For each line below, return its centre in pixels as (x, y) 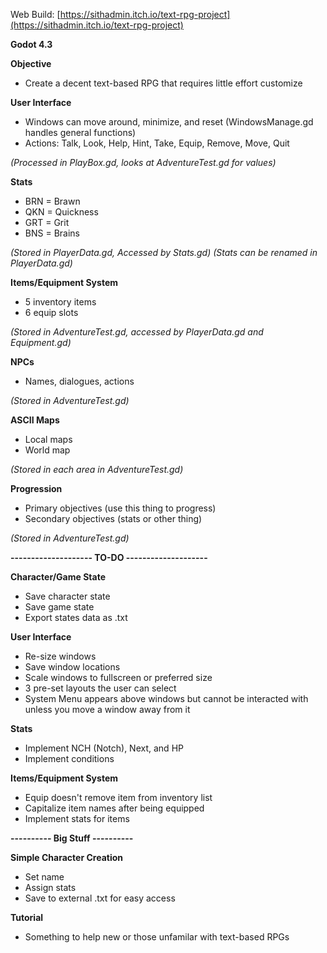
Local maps (48, 439)
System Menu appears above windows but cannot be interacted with (166, 698)
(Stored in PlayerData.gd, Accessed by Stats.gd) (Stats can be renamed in (164, 252)
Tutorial (27, 917)
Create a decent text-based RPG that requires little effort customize (163, 83)
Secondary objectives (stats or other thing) (113, 518)
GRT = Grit (47, 222)
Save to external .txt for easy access (100, 898)
